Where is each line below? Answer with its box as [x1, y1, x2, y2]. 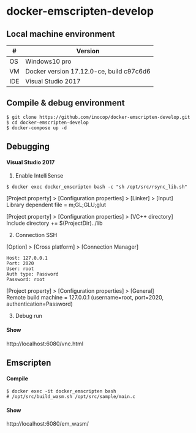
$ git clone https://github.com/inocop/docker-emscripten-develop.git [6, 114, 190, 120]
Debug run [15, 312, 43, 320]
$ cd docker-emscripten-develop [6, 119, 89, 126]
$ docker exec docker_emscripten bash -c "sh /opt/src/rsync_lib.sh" [6, 184, 188, 190]
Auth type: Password [6, 271, 59, 277]
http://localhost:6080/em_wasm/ [6, 420, 89, 427]
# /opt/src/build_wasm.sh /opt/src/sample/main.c [6, 394, 136, 400]
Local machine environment [6, 29, 115, 39]
